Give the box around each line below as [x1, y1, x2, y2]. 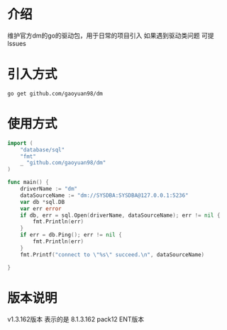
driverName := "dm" [20, 186, 78, 193]
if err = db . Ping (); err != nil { [20, 232, 122, 239]
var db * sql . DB [20, 198, 65, 205]
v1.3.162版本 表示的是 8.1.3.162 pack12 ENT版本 [7, 314, 145, 323]
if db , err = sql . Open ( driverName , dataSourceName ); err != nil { [20, 212, 221, 219]
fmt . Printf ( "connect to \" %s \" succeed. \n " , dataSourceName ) [20, 251, 204, 258]
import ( [7, 140, 33, 147]
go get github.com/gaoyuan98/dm [7, 90, 103, 97]
